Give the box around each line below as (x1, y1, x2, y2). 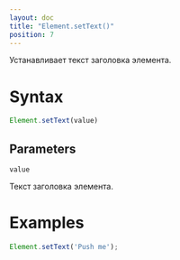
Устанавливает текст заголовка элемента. (9, 55, 172, 66)
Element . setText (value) (9, 116, 99, 125)
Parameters (9, 141, 76, 156)
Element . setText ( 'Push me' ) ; (9, 242, 119, 251)
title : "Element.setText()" (9, 22, 115, 31)
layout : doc (9, 13, 54, 23)
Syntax (9, 87, 64, 107)
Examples (9, 213, 85, 233)
